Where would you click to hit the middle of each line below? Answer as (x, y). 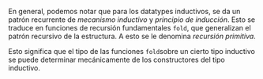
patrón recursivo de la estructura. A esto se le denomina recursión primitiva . (132, 36)
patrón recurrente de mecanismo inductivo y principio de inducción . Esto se (132, 20)
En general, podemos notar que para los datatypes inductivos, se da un (124, 11)
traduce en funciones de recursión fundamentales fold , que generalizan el (130, 28)
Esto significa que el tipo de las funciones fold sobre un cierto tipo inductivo (131, 51)
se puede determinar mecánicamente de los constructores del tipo (116, 59)
